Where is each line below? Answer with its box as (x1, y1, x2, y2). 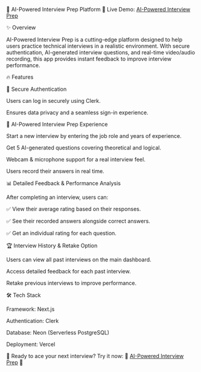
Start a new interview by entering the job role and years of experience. (6, 132, 182, 139)
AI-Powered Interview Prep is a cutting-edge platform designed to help (6, 36, 183, 43)
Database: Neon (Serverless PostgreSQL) (6, 329, 110, 336)
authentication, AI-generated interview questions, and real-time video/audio (6, 49, 195, 56)
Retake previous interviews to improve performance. (6, 279, 137, 287)
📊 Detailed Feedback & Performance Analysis (6, 180, 121, 187)
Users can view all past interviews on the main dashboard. (6, 256, 152, 263)
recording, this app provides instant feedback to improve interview (6, 55, 172, 62)
